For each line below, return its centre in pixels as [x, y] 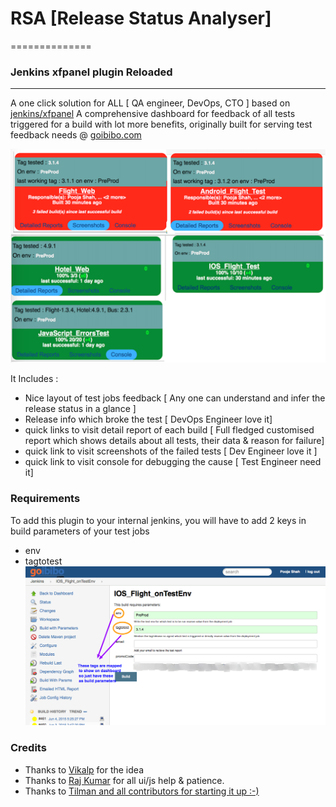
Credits [28, 748]
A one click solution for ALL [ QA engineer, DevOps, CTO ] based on [150, 103]
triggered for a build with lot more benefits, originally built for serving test [161, 124]
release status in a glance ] [80, 409]
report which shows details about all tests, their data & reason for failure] [174, 441]
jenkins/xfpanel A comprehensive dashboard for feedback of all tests [153, 114]
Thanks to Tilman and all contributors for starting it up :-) [142, 791]
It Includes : [34, 379]
